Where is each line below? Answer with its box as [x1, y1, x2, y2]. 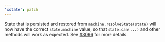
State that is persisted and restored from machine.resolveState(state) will [4, 21, 157, 27]
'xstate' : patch [4, 7, 38, 12]
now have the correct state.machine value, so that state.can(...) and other [4, 26, 160, 32]
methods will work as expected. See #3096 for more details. [4, 31, 128, 37]
